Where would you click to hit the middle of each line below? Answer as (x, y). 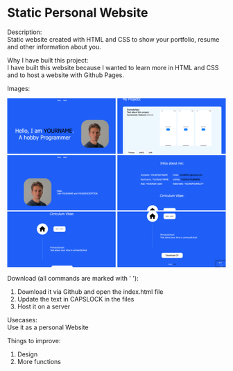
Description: (25, 32)
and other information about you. (54, 47)
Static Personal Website (78, 13)
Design (27, 354)
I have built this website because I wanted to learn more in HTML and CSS (113, 67)
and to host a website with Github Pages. (66, 75)
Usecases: (22, 320)
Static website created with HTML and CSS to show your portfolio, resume (113, 39)
